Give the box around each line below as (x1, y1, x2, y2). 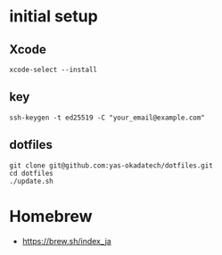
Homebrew (9, 206, 93, 226)
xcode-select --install (9, 65, 98, 74)
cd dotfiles (9, 169, 53, 177)
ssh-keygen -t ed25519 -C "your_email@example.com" (9, 113, 205, 122)
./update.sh (9, 177, 53, 185)
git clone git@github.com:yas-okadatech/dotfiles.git (9, 160, 214, 170)
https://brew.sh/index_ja (21, 235, 111, 246)
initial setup (9, 6, 98, 27)
